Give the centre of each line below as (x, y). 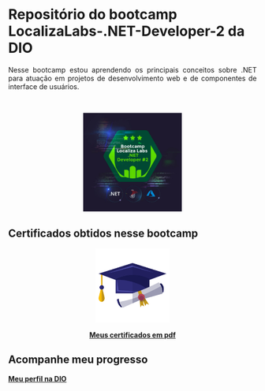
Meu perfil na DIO (37, 378)
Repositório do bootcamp (93, 15)
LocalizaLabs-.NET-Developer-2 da (127, 31)
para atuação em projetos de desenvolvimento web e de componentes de (132, 78)
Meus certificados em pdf (132, 335)
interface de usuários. (44, 86)
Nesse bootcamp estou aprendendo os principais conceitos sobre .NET (132, 69)
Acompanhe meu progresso (78, 360)
